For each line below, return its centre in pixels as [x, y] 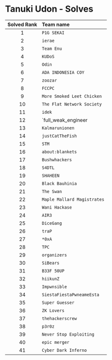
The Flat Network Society [72, 104]
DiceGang [52, 223]
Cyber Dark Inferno [64, 350]
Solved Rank [22, 24]
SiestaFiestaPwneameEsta [71, 295]
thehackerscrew [59, 318]
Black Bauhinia [59, 183]
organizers [54, 255]
